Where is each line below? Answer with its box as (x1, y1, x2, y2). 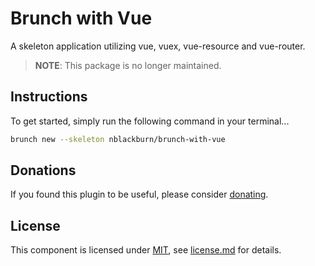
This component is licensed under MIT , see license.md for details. (10, 244, 282, 256)
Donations (10, 162, 77, 179)
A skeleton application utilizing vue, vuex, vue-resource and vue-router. (10, 40, 306, 52)
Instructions (10, 88, 88, 106)
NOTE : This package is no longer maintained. (34, 59, 222, 71)
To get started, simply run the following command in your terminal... (10, 115, 290, 127)
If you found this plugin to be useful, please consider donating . (10, 188, 269, 201)
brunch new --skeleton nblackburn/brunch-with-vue (10, 134, 226, 144)
